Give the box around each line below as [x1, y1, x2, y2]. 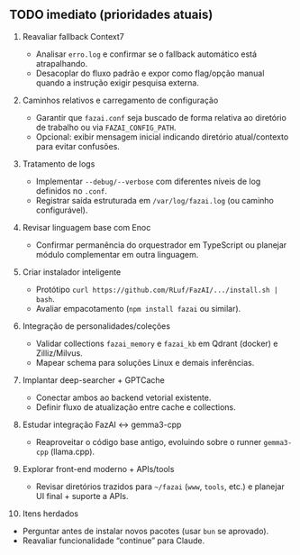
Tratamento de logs [22, 158, 95, 169]
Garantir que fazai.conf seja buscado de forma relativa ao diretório [35, 112, 286, 123]
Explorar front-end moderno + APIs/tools [22, 463, 175, 474]
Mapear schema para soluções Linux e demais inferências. [35, 357, 255, 368]
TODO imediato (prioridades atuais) [9, 7, 214, 23]
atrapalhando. [35, 58, 88, 68]
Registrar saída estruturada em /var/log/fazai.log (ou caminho [35, 195, 275, 205]
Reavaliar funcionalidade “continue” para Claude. [22, 535, 205, 546]
